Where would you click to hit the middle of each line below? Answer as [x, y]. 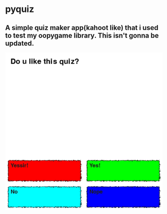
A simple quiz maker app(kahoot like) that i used [82, 28]
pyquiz [20, 9]
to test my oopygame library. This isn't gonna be [82, 35]
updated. [19, 43]
